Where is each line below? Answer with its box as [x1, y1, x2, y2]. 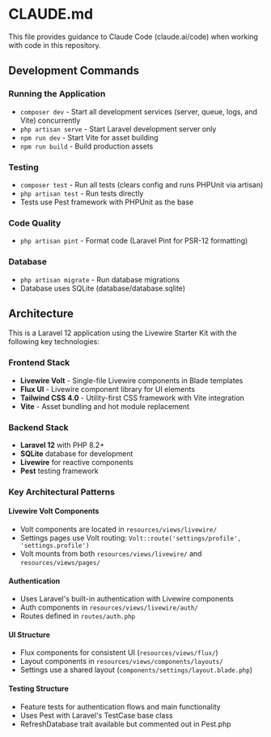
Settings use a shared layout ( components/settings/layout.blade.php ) [19, 665, 253, 675]
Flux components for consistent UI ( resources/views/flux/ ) [19, 648, 218, 657]
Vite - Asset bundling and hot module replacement [19, 401, 190, 411]
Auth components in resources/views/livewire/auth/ [19, 602, 198, 613]
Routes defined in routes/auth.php [19, 611, 136, 621]
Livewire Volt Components [8, 506, 100, 516]
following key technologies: [8, 337, 100, 347]
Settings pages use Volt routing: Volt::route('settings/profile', [19, 533, 241, 543]
